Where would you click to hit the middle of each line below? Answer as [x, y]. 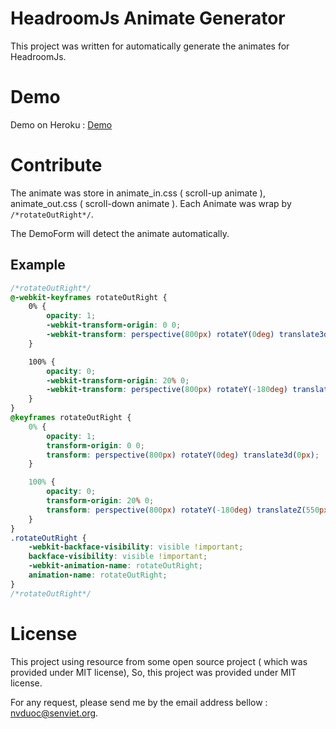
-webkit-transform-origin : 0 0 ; [114, 325]
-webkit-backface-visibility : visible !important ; [136, 547]
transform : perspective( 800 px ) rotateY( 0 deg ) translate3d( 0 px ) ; [183, 455]
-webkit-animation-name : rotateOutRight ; [115, 566]
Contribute [56, 165]
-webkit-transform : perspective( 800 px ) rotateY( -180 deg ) [167, 390]
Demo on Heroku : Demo [61, 124]
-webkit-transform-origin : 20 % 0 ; [118, 380]
